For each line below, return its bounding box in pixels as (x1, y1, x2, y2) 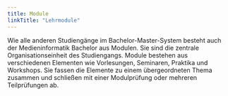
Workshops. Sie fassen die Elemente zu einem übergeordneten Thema (7, 66, 213, 74)
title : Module (7, 10, 49, 18)
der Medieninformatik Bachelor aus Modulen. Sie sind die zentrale (7, 43, 200, 52)
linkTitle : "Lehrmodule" (7, 17, 80, 24)
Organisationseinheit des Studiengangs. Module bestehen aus (7, 50, 188, 60)
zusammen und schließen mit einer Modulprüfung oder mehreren (7, 73, 198, 81)
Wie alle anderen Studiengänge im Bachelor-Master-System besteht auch (7, 36, 222, 44)
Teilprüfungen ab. (7, 81, 59, 89)
